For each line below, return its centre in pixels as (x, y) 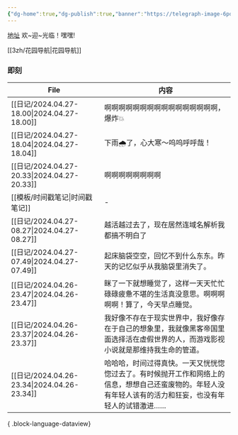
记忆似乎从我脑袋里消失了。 (164, 266)
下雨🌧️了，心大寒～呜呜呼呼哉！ (158, 143)
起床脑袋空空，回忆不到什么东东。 (161, 255)
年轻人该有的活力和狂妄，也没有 (164, 395)
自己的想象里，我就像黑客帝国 (168, 329)
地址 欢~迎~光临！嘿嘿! (41, 35)
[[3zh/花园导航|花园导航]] (44, 50)
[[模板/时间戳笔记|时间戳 (52, 197)
